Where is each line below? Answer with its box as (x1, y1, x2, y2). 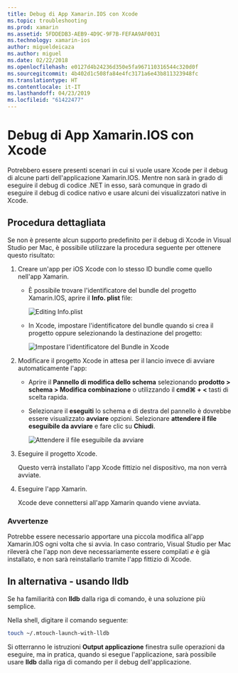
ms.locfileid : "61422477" (7, 97, 84, 104)
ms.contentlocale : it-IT (7, 83, 81, 90)
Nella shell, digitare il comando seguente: (7, 615, 129, 624)
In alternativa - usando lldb (7, 575, 129, 588)
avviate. (17, 471, 41, 479)
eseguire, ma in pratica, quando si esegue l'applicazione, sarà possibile (7, 649, 217, 659)
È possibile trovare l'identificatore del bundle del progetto (28, 286, 197, 294)
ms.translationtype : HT (7, 76, 78, 84)
